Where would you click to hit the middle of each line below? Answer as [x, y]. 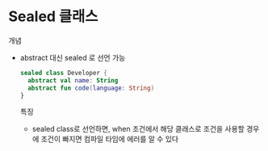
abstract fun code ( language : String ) [91, 88]
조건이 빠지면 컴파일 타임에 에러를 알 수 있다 [110, 139]
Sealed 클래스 [53, 17]
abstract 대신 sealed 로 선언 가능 [73, 57]
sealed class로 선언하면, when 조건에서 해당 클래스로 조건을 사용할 [138, 129]
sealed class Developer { [63, 73]
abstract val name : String [73, 80]
